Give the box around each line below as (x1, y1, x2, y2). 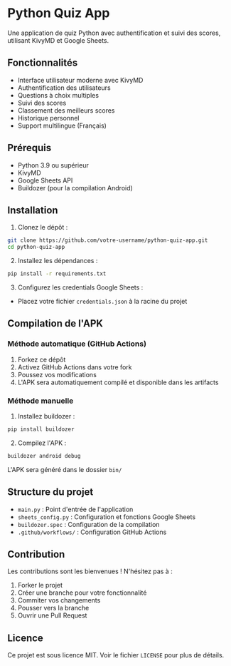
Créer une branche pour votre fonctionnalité (17, 588, 147, 597)
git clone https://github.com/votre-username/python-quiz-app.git (7, 237, 208, 244)
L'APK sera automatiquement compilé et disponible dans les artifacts (17, 378, 219, 386)
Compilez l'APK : (17, 439, 67, 447)
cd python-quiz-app (7, 244, 65, 251)
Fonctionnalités (7, 57, 78, 69)
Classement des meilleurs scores (17, 106, 115, 115)
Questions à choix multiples (17, 91, 100, 99)
